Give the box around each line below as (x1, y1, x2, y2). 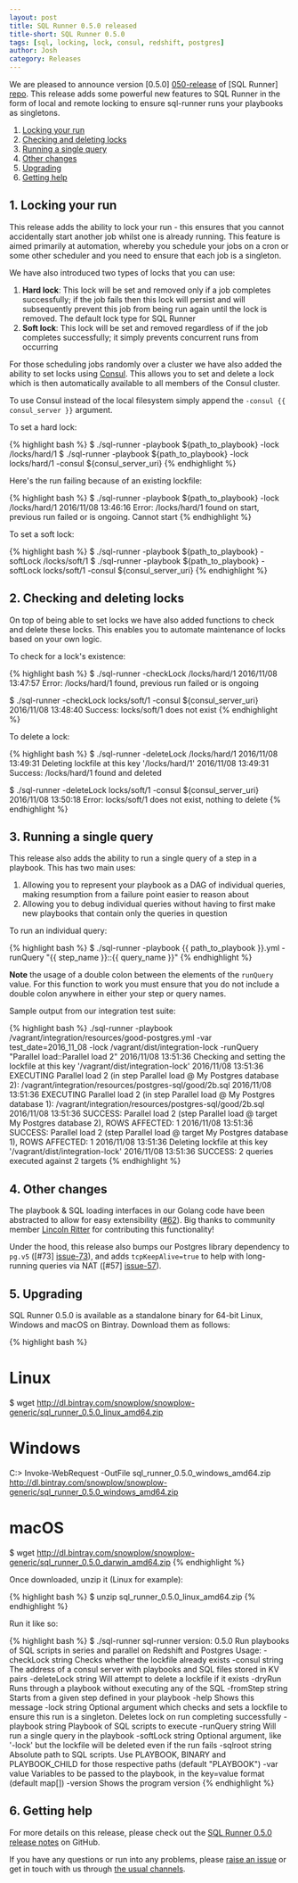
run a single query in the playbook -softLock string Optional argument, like (9, 1730, 282, 1740)
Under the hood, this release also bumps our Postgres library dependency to (9, 1242, 290, 1252)
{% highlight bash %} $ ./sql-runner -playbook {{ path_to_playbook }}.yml (9, 943, 280, 954)
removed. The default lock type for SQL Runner (21, 313, 197, 324)
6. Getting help (9, 1804, 93, 1819)
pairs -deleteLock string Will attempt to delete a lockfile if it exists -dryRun (9, 1673, 282, 1684)
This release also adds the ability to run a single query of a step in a (9, 853, 257, 863)
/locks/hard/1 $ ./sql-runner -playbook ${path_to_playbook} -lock (9, 448, 249, 459)
